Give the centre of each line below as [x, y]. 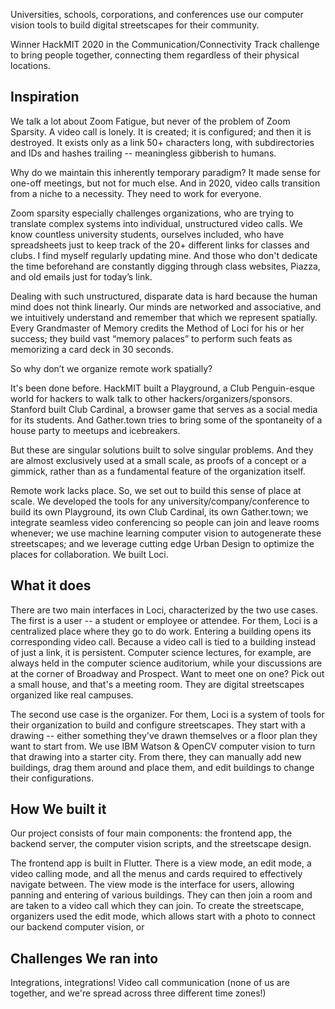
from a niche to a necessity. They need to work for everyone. [136, 193]
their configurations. [52, 778]
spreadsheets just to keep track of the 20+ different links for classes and [160, 245]
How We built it [58, 809]
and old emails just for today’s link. [81, 276]
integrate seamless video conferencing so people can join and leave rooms [165, 522]
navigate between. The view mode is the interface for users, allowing [152, 885]
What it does [51, 585]
